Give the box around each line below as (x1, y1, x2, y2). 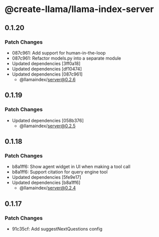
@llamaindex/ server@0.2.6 (19, 76, 76, 82)
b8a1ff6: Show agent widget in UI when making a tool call (12, 164, 131, 170)
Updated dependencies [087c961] (12, 71, 83, 77)
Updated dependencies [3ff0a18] (12, 60, 81, 66)
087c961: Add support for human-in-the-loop (12, 50, 106, 56)
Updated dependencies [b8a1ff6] (12, 179, 81, 186)
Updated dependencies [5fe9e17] (12, 174, 81, 180)
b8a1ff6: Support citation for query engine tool (12, 169, 108, 175)
